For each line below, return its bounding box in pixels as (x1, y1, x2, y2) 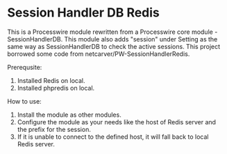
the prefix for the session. (17, 125, 92, 133)
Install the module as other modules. (17, 110, 121, 119)
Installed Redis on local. (17, 76, 85, 84)
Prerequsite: (7, 63, 42, 71)
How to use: (7, 97, 42, 105)
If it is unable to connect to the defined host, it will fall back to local (17, 133, 209, 141)
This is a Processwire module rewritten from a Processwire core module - (7, 28, 218, 36)
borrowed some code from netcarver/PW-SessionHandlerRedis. (7, 50, 190, 58)
